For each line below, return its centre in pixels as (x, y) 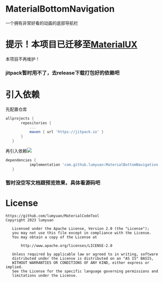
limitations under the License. (45, 276)
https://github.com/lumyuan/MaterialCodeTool (52, 216)
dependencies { (21, 160)
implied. (14, 267)
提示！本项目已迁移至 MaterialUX (72, 45)
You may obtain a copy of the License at (54, 237)
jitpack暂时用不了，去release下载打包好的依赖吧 (63, 73)
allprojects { (20, 118)
